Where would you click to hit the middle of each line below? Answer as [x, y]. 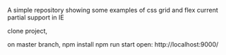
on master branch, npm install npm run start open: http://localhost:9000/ [113, 44]
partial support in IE [36, 17]
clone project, [28, 31]
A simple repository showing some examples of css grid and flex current [113, 10]
